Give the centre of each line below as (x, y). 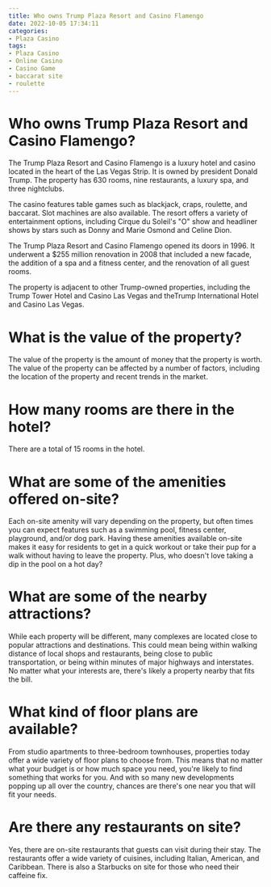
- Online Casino (35, 61)
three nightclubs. (36, 189)
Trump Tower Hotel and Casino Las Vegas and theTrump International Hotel (134, 296)
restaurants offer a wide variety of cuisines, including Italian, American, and (134, 859)
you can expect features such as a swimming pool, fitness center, (117, 530)
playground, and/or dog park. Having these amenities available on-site (125, 539)
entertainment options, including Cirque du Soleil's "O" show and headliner (133, 222)
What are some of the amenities (117, 482)
